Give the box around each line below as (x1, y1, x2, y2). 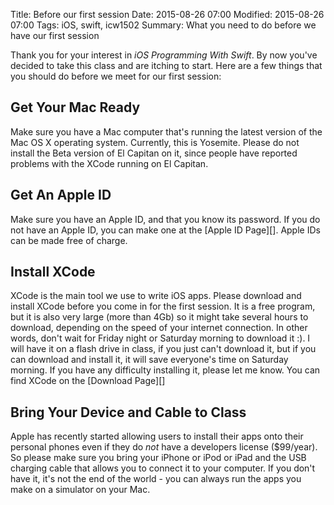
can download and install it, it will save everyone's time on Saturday (10, 354, 289, 366)
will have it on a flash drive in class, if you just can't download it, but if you (10, 343, 317, 355)
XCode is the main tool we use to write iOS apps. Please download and (10, 290, 302, 302)
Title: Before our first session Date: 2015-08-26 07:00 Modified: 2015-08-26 (10, 9, 325, 20)
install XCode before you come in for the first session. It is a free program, (10, 300, 316, 313)
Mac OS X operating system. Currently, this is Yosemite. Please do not (10, 136, 300, 148)
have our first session (10, 30, 100, 41)
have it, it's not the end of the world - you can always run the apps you (10, 473, 302, 485)
